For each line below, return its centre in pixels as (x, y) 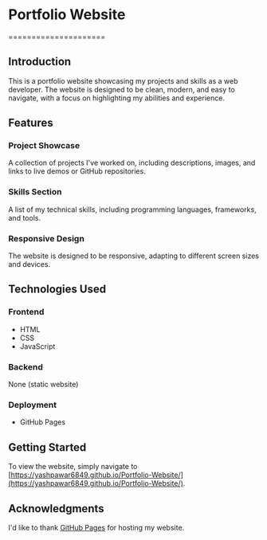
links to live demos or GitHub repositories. (77, 171)
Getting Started (47, 447)
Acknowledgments (57, 509)
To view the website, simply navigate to (73, 467)
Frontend (26, 312)
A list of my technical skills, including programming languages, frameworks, (132, 209)
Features (31, 123)
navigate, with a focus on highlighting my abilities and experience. (117, 98)
